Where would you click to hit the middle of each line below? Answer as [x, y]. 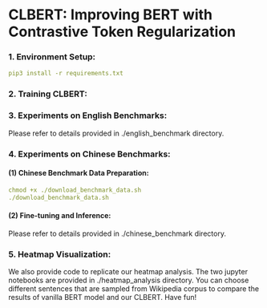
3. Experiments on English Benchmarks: [88, 115]
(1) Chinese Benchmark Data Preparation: [79, 173]
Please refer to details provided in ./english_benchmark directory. [116, 133]
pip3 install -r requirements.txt [66, 74]
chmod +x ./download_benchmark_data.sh [75, 190]
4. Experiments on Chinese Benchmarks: [89, 154]
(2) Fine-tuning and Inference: [60, 216]
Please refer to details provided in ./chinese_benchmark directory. [117, 233]
